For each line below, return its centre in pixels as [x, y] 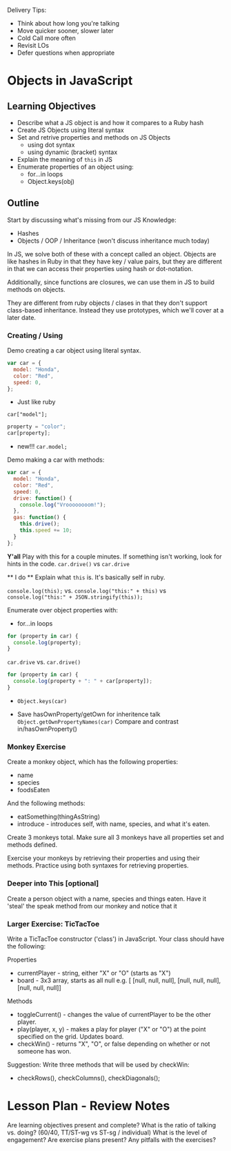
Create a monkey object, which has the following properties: [93, 762]
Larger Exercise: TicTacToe [53, 924]
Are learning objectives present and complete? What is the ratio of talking [112, 1125]
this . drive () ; [40, 524]
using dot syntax [51, 145]
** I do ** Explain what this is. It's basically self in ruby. [86, 577]
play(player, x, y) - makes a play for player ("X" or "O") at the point [111, 1029]
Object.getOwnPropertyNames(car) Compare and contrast [98, 721]
